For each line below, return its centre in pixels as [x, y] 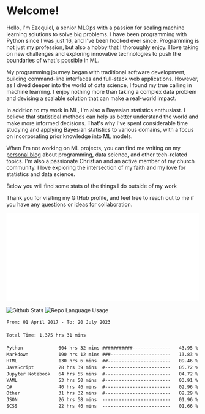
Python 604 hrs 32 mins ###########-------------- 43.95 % [102, 348]
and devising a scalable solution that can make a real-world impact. [91, 98]
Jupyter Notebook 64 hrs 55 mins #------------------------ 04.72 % [102, 374]
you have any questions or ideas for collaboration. [69, 204]
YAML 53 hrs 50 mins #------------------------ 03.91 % [102, 380]
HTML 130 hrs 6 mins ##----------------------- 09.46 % [102, 361]
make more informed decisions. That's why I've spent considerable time [97, 123]
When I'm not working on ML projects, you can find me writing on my [93, 148]
